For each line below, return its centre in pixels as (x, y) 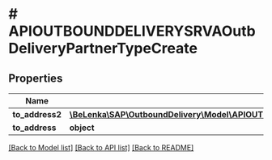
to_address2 (37, 114)
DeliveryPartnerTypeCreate (103, 48)
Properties (36, 78)
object (82, 128)
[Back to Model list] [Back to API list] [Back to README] (101, 147)
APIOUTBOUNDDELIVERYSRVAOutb (132, 31)
